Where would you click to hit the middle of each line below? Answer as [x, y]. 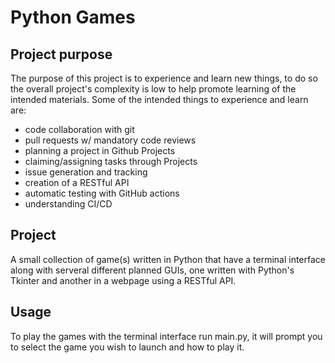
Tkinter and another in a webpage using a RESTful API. [123, 280]
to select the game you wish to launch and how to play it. [127, 347]
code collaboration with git [79, 129]
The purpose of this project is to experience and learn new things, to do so [164, 78]
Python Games [73, 17]
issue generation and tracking [86, 172]
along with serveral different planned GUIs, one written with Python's [152, 270]
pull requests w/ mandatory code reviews [110, 140]
